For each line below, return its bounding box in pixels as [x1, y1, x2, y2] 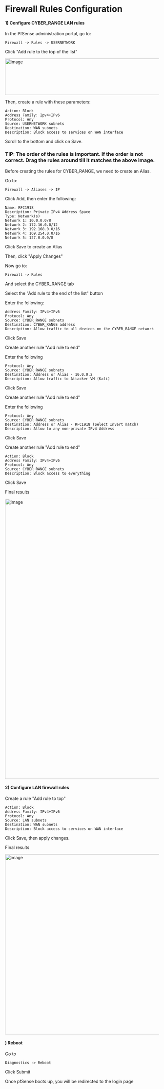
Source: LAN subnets [5, 818, 47, 823]
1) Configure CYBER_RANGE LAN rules [5, 20, 85, 25]
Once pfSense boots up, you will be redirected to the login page [5, 1079, 134, 1085]
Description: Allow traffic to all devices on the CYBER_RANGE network [5, 326, 154, 331]
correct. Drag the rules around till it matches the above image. [5, 157, 155, 164]
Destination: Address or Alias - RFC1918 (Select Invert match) [5, 422, 139, 427]
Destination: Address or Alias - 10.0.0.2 [5, 372, 93, 377]
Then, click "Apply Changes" [5, 253, 63, 259]
